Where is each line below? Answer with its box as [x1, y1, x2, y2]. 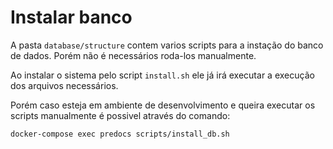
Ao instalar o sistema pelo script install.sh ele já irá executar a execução [10, 69, 315, 81]
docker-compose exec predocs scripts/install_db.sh [10, 129, 230, 139]
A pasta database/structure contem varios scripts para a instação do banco [10, 39, 324, 51]
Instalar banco [10, 6, 133, 29]
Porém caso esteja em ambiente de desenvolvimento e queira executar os [10, 99, 316, 111]
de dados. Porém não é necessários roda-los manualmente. [10, 49, 257, 61]
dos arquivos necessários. [10, 79, 119, 91]
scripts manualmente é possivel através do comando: [10, 109, 231, 121]
